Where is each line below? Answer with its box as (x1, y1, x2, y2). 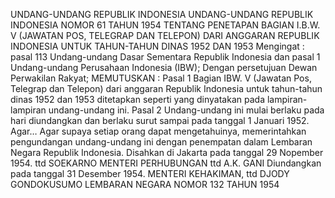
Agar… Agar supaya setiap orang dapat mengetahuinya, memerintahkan (10, 125, 307, 137)
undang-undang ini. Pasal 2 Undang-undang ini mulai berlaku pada (48, 104, 325, 116)
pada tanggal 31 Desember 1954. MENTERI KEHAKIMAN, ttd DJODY (10, 168, 290, 179)
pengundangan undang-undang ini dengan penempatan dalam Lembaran (10, 136, 313, 148)
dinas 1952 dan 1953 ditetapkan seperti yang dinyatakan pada (10, 94, 265, 105)
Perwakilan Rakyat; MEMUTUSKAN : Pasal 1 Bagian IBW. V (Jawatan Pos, (10, 72, 312, 84)
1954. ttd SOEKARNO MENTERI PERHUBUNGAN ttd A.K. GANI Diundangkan (10, 157, 322, 169)
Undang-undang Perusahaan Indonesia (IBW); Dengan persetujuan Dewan (10, 62, 318, 73)
